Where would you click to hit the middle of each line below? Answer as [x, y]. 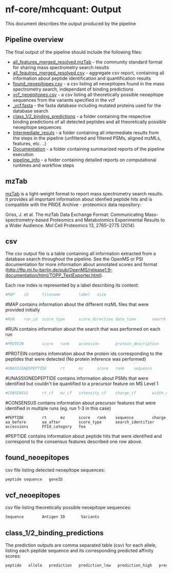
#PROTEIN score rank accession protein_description [82, 344]
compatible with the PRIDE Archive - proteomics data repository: [73, 204]
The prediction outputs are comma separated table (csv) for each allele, [81, 545]
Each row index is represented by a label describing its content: [72, 285]
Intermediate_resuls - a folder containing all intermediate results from [86, 133]
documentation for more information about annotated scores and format [81, 265]
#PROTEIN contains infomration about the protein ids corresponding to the [84, 354]
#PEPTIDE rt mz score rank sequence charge [86, 417]
